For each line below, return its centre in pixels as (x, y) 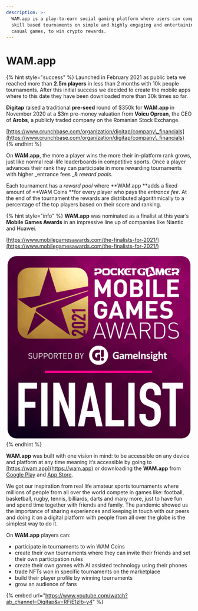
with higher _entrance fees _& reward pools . (60, 175)
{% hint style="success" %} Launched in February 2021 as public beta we (96, 77)
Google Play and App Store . (40, 475)
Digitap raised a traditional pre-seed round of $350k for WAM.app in (90, 108)
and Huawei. (21, 229)
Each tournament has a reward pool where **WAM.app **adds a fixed (92, 186)
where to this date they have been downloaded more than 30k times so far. (97, 96)
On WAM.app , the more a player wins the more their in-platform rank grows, (99, 156)
